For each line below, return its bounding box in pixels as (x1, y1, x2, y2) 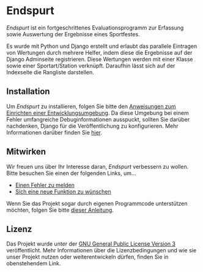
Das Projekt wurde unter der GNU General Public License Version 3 (6, 240, 176, 247)
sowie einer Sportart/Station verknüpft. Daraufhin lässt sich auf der (6, 62, 175, 69)
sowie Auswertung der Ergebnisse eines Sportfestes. (6, 30, 140, 37)
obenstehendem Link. (6, 260, 61, 267)
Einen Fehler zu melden (15, 181, 75, 188)
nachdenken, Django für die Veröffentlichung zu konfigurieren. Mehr (6, 122, 179, 130)
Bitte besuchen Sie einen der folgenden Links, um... (6, 169, 136, 177)
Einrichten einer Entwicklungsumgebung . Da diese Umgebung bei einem (6, 109, 189, 117)
